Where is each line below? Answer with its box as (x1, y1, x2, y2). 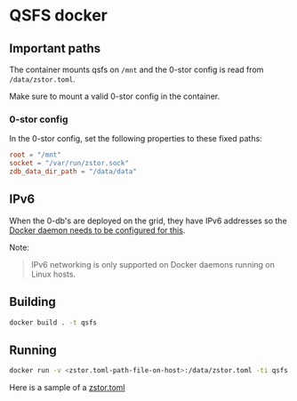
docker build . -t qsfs (9, 317, 98, 327)
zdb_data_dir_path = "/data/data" (9, 167, 138, 176)
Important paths (9, 41, 101, 56)
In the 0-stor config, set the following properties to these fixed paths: (9, 133, 262, 144)
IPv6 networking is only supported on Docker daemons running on (30, 259, 276, 269)
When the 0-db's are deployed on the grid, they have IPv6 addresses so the (9, 215, 287, 226)
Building (9, 294, 56, 309)
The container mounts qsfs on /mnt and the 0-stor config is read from (9, 64, 264, 75)
